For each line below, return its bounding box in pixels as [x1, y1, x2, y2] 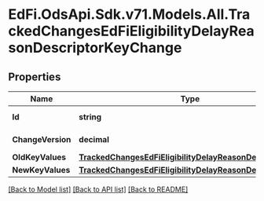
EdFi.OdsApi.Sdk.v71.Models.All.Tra [8, 5, 251, 24]
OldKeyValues [12, 152, 67, 163]
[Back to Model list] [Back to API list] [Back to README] [8, 185, 189, 194]
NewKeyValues [12, 165, 71, 175]
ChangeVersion [12, 134, 71, 144]
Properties [8, 70, 61, 83]
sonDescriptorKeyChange [8, 39, 182, 57]
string [78, 111, 102, 122]
